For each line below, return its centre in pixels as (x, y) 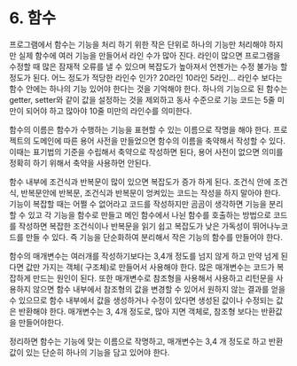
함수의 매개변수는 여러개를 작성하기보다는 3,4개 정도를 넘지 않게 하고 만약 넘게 (144, 256)
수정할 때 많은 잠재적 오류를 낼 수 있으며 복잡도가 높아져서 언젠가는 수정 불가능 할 (148, 66)
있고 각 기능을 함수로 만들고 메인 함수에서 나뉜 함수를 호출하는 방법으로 (150, 214)
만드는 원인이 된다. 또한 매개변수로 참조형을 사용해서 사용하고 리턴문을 (153, 278)
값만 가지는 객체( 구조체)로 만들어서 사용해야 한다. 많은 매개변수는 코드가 (150, 267)
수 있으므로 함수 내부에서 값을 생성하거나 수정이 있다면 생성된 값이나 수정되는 (142, 300)
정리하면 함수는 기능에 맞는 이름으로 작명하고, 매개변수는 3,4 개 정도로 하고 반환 (146, 341)
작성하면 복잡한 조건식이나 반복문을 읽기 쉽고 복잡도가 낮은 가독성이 (134, 226)
